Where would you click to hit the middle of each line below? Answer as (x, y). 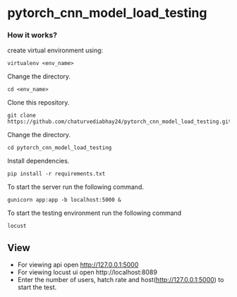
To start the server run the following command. (76, 187)
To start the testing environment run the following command (95, 213)
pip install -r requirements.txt (56, 174)
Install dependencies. (38, 161)
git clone (22, 116)
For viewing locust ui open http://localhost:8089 (87, 272)
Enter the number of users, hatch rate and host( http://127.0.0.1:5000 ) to (121, 280)
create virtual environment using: (55, 50)
